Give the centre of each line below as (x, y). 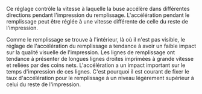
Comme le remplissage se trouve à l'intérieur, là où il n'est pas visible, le (96, 39)
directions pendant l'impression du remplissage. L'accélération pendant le (98, 15)
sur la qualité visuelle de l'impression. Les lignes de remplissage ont (91, 52)
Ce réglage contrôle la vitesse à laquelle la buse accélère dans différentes (98, 9)
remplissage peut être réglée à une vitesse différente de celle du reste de (97, 21)
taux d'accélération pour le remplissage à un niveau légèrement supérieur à (100, 78)
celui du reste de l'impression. (44, 84)
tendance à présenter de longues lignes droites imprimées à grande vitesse (100, 59)
